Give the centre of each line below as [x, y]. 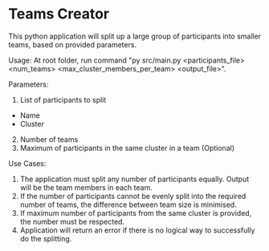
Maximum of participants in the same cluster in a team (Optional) [127, 148]
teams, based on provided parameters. [73, 44]
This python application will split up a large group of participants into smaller [135, 36]
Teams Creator [59, 14]
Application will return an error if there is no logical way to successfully [137, 230]
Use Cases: [27, 163]
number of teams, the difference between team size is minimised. [128, 204]
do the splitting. [46, 238]
